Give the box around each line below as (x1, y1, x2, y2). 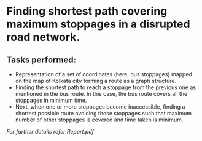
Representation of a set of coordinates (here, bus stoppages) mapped (15, 71, 192, 78)
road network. (6, 31, 80, 44)
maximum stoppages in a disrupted (6, 17, 190, 31)
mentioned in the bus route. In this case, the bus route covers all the (15, 90, 188, 97)
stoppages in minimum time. (15, 96, 87, 104)
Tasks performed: (6, 54, 77, 65)
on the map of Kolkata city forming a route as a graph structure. (15, 78, 177, 84)
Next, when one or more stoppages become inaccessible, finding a (15, 103, 185, 110)
